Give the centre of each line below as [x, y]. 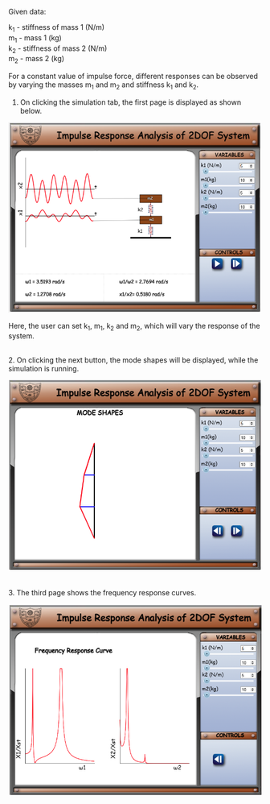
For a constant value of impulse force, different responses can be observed [133, 77]
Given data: [27, 12]
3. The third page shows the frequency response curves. [102, 593]
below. [31, 110]
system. [21, 336]
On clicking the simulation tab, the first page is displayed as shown [131, 102]
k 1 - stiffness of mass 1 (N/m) [57, 28]
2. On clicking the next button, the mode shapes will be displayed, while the [133, 360]
